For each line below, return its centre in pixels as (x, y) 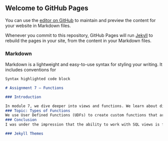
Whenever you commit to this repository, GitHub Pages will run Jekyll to (79, 35)
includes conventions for (31, 70)
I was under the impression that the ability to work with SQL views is (82, 124)
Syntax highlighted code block (38, 79)
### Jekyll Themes (24, 134)
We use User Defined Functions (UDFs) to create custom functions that (81, 115)
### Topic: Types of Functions (38, 110)
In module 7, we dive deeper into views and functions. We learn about (81, 106)
